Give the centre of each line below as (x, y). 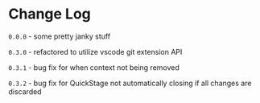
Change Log (50, 14)
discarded (25, 91)
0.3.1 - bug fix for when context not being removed (94, 67)
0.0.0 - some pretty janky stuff (60, 36)
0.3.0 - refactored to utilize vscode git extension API (95, 51)
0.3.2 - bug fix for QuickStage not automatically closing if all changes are (130, 83)
